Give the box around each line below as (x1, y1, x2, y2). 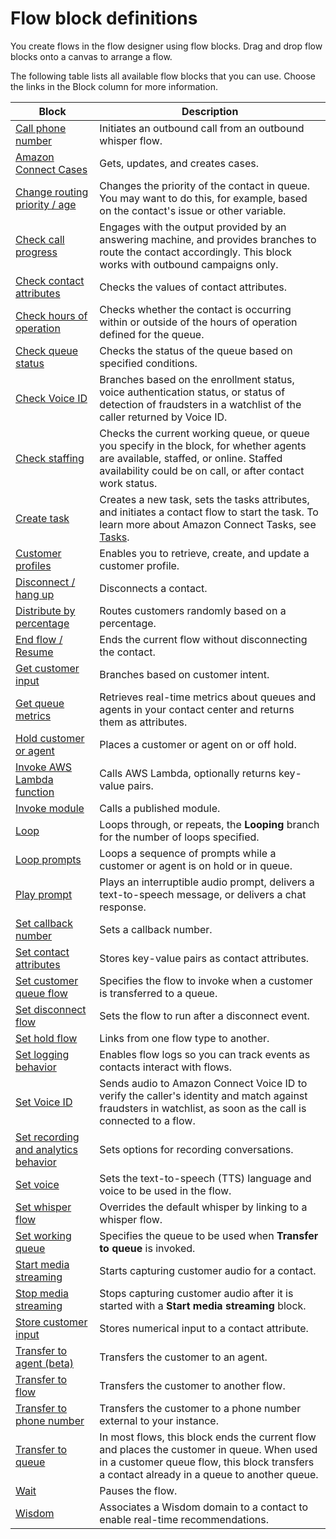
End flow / (15, 632, 63, 646)
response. (99, 900, 147, 914)
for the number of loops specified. (99, 830, 260, 844)
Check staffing (15, 451, 85, 465)
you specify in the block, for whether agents (99, 438, 307, 452)
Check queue (15, 343, 79, 357)
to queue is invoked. (99, 1241, 196, 1255)
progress (15, 245, 58, 259)
